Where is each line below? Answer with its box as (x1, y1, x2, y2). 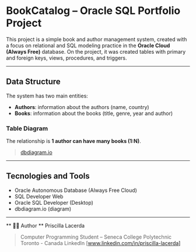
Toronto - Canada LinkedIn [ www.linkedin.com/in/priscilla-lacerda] (20, 239, 181, 246)
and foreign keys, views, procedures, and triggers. (6, 54, 127, 61)
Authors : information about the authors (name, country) (14, 103, 150, 110)
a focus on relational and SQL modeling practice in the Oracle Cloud (6, 42, 170, 49)
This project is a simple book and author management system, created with (6, 36, 187, 43)
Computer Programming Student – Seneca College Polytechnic (20, 233, 172, 240)
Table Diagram (6, 124, 48, 132)
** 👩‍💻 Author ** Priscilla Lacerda (6, 222, 85, 229)
